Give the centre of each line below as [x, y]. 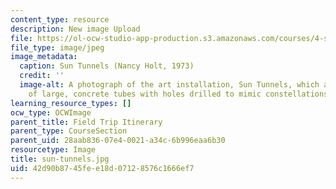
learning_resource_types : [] [71, 103]
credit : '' [42, 76]
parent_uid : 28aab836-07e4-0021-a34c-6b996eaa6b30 [118, 141]
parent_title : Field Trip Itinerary [86, 122]
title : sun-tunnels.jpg [60, 159]
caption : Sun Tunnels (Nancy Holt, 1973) [107, 66]
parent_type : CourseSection [69, 131]
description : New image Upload [75, 29]
